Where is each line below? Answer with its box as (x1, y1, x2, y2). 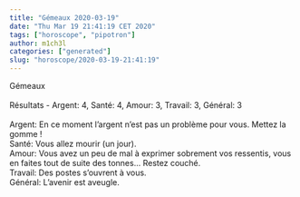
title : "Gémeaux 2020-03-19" (9, 13, 120, 23)
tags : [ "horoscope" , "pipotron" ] (9, 30, 136, 39)
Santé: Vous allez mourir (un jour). (9, 138, 137, 149)
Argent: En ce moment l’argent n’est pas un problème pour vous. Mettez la (9, 119, 287, 130)
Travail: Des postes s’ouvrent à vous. (9, 167, 147, 178)
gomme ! (9, 129, 43, 139)
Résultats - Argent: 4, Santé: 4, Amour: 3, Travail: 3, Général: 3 (9, 100, 243, 110)
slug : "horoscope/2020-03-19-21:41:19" (9, 55, 160, 64)
